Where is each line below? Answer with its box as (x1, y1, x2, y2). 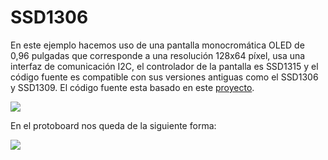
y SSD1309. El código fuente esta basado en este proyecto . (10, 81, 255, 93)
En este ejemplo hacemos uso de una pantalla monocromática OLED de (10, 39, 305, 51)
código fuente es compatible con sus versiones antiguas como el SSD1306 (10, 71, 319, 83)
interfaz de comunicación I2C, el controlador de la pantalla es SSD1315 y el (10, 60, 319, 72)
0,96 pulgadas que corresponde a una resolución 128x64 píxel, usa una (10, 49, 306, 61)
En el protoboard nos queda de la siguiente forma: (10, 119, 217, 131)
